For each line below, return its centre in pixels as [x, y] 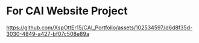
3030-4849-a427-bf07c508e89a [48, 33]
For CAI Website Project [67, 11]
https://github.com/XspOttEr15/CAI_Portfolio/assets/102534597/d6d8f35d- [99, 27]
